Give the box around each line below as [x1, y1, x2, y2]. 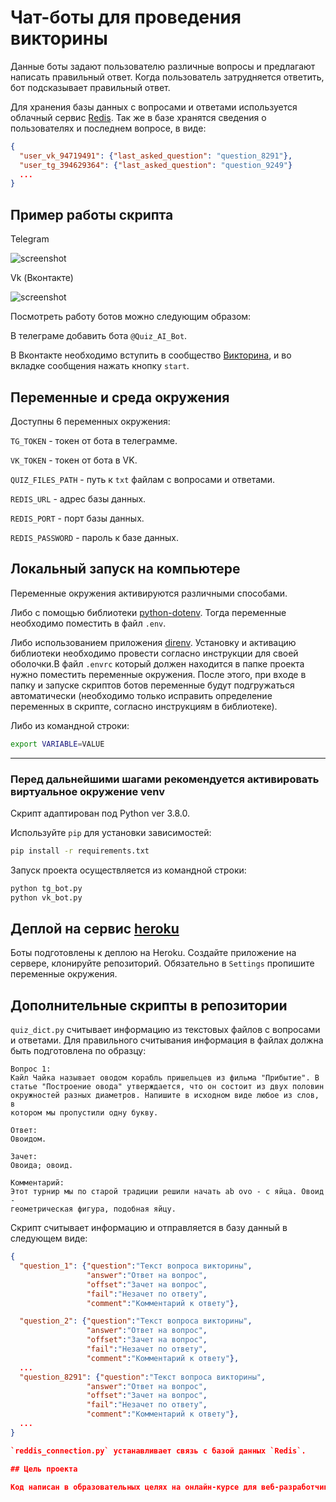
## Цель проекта [10, 1464, 78, 1474]
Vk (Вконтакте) [10, 272, 74, 284]
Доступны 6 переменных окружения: [10, 415, 171, 427]
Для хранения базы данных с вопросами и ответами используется [10, 101, 298, 113]
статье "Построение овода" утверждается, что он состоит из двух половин [10, 1082, 325, 1092]
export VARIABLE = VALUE [10, 739, 105, 749]
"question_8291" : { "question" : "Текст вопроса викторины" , [19, 1372, 267, 1382]
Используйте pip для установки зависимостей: [10, 826, 212, 838]
